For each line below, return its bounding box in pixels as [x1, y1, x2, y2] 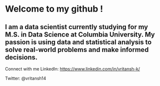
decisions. [5, 53, 38, 61]
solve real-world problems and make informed [5, 45, 149, 54]
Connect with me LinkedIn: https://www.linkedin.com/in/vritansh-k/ [5, 66, 140, 71]
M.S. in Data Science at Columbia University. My [5, 30, 155, 38]
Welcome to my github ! [5, 3, 103, 15]
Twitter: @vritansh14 [5, 75, 46, 81]
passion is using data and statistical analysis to [5, 38, 152, 46]
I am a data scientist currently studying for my [5, 23, 148, 31]
